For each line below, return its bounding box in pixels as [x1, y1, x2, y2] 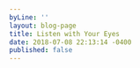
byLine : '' [9, 12, 49, 22]
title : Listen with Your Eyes [9, 29, 121, 38]
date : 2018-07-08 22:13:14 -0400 [9, 37, 132, 47]
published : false [9, 46, 73, 55]
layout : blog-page [9, 21, 77, 30]
